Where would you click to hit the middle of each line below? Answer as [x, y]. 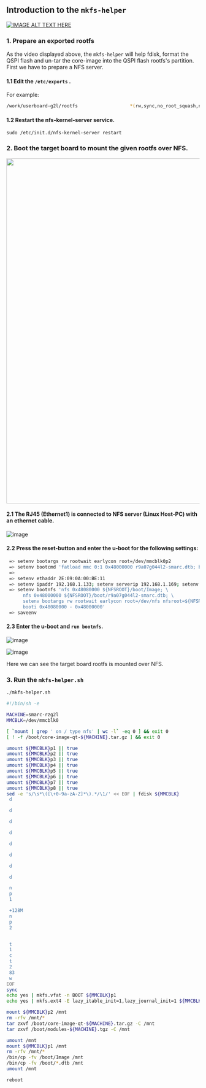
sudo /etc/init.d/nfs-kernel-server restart [64, 133]
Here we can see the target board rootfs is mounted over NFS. [85, 664]
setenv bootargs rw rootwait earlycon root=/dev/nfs [91, 601]
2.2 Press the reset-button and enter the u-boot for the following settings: [102, 548]
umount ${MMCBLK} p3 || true [42, 760]
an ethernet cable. [30, 521]
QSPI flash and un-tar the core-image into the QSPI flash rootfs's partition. [100, 61]
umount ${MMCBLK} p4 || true [42, 765]
